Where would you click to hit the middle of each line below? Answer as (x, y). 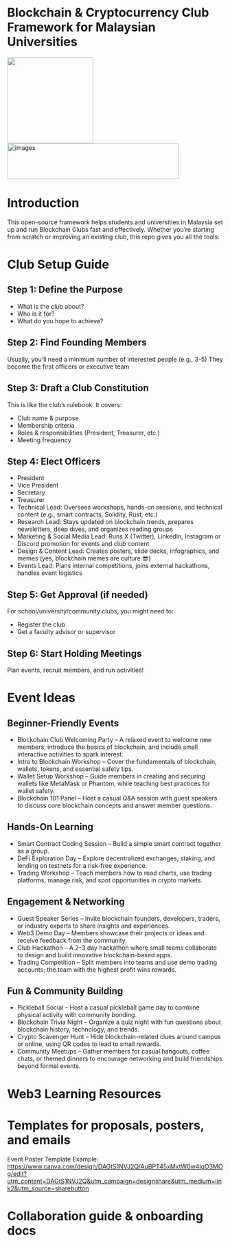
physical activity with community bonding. (77, 1015)
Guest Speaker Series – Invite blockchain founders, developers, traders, (119, 918)
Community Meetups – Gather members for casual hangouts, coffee (113, 1052)
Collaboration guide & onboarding (105, 1216)
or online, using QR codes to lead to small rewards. (89, 1044)
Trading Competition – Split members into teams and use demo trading (117, 962)
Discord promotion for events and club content (83, 544)
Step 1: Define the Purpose (65, 290)
